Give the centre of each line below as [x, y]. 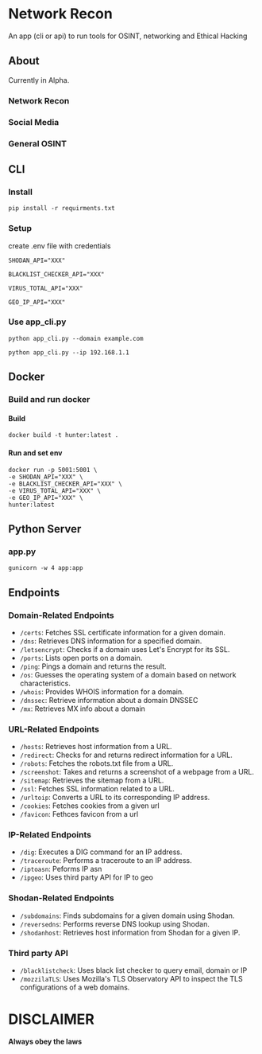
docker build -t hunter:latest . [64, 435]
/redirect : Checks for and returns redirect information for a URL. [126, 755]
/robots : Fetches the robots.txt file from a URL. [96, 763]
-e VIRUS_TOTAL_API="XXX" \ [55, 490]
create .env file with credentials [60, 246]
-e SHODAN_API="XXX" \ [46, 477]
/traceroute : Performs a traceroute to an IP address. [106, 861]
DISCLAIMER [52, 1019]
